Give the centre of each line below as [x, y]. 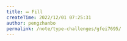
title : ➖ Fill [24, 12]
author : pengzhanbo [31, 23]
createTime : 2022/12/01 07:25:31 [49, 17]
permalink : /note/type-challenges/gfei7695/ [64, 29]
